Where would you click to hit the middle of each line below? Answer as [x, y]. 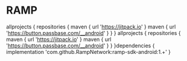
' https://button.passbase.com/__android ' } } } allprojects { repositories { [93, 33]
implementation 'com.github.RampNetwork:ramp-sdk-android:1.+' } [88, 52]
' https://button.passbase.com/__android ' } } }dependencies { [80, 46]
